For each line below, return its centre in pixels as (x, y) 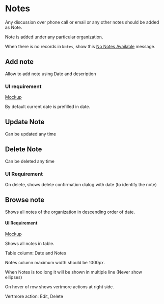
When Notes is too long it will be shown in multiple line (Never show (74, 272)
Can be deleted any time (30, 161)
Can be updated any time (31, 134)
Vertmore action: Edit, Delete (34, 296)
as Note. (14, 27)
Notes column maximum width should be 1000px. (55, 262)
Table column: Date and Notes (36, 253)
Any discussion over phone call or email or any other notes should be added (82, 22)
